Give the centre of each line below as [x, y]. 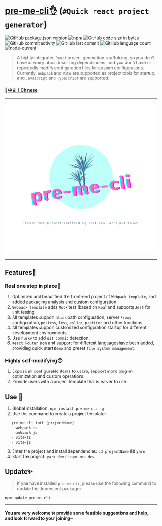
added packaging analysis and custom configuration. [65, 302]
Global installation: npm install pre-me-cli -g [58, 408]
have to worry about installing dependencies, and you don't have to [84, 62]
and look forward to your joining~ [39, 518]
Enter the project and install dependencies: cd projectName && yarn [79, 451]
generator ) [26, 24]
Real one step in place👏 [33, 286]
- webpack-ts [24, 428]
